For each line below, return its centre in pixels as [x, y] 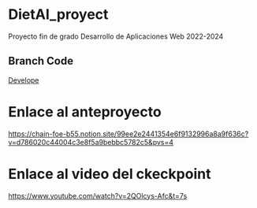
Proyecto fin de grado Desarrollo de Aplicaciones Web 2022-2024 [116, 36]
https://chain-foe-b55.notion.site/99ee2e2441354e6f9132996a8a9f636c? [128, 134]
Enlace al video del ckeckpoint [110, 174]
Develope [24, 80]
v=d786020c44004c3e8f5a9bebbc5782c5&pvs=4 [91, 142]
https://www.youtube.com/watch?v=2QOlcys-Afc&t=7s [98, 195]
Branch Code [41, 61]
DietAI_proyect [58, 15]
